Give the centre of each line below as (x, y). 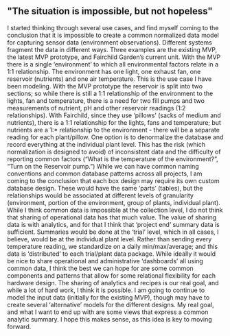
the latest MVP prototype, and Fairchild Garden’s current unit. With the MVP (114, 57)
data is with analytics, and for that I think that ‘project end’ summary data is (113, 224)
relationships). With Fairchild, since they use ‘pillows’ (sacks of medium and (114, 115)
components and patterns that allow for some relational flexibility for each (112, 275)
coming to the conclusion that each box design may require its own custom (113, 180)
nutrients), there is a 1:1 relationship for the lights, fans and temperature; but (114, 122)
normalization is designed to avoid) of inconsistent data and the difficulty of (114, 152)
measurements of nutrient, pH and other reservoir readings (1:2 (96, 108)
